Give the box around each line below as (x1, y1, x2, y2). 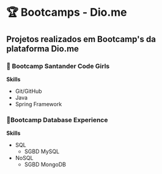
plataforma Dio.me (6, 43, 79, 54)
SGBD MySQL (24, 148, 60, 155)
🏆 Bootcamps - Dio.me (6, 5, 127, 20)
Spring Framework (15, 100, 62, 107)
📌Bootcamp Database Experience (6, 115, 108, 124)
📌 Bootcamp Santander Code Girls (6, 62, 110, 70)
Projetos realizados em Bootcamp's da (6, 34, 156, 44)
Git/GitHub (15, 87, 42, 95)
